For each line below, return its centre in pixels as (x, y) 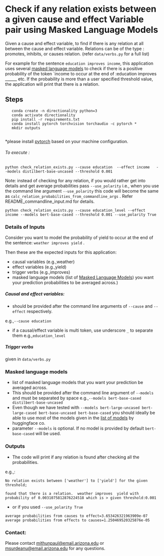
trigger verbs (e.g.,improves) (41, 272)
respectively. (40, 312)
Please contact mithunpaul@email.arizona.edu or (55, 543)
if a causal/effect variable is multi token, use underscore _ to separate (82, 330)
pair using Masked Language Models (82, 30)
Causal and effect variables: (35, 294)
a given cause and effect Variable (74, 19)
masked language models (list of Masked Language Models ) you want (83, 277)
